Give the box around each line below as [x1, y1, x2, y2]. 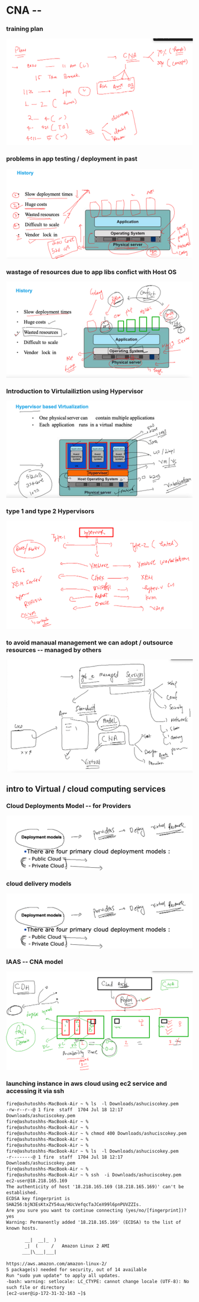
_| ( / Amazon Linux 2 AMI [24, 1243, 110, 1249]
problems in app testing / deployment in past [6, 155, 138, 163]
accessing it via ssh [6, 1087, 65, 1095]
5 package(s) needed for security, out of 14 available [6, 1267, 147, 1273]
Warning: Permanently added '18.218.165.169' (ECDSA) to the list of [6, 1220, 182, 1226]
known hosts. [6, 1226, 38, 1232]
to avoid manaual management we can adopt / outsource [6, 638, 174, 646]
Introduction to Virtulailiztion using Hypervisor [6, 387, 143, 395]
